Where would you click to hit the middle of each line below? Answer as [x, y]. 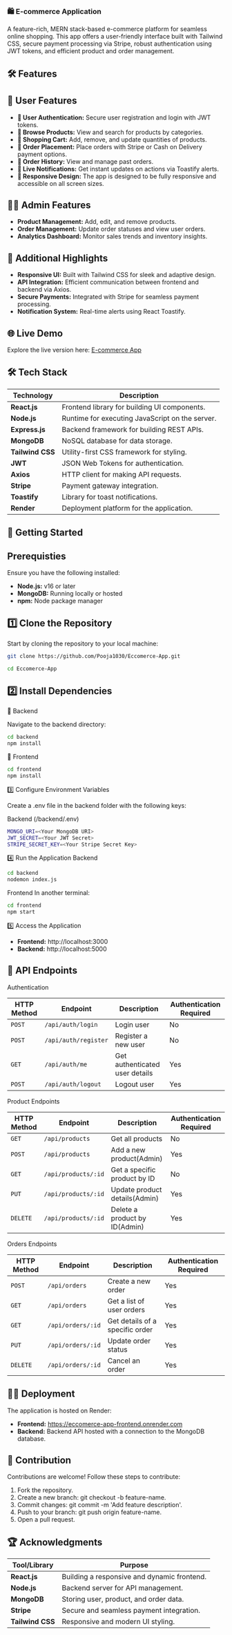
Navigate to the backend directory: [57, 724]
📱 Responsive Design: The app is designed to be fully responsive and [117, 176]
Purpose [134, 1565]
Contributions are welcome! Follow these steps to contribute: [94, 1477]
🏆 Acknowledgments [55, 1542]
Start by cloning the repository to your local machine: [83, 643]
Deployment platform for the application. [127, 508]
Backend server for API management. [122, 1588]
